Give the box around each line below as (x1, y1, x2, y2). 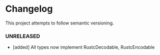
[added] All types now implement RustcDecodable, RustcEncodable (12, 44, 155, 50)
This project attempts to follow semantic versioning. (5, 20, 114, 26)
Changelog (5, 3, 53, 15)
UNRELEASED (5, 33, 40, 40)
